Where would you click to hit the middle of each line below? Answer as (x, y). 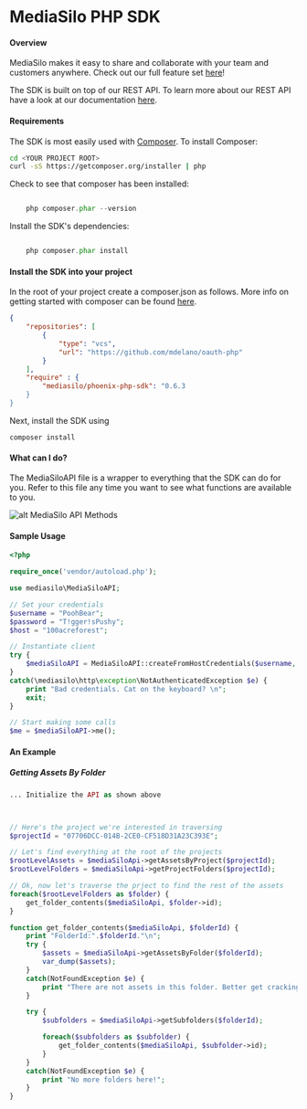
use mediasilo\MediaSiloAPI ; (65, 588)
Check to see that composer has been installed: (100, 184)
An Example (33, 752)
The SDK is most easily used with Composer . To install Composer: (134, 141)
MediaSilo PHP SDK (85, 17)
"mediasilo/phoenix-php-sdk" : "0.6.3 (114, 386)
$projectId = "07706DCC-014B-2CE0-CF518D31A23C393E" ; (114, 836)
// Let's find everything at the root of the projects (116, 852)
